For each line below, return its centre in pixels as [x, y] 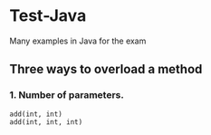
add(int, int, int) [46, 122]
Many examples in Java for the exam [78, 41]
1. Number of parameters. [67, 95]
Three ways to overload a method [106, 69]
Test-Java [48, 16]
